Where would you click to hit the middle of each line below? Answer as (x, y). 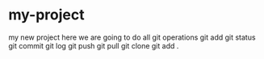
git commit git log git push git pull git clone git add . (94, 45)
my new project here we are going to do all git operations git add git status (132, 37)
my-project (46, 15)
